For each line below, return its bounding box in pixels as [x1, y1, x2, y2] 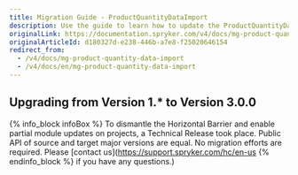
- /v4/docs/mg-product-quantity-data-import [17, 54, 184, 63]
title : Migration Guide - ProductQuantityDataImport [9, 12, 208, 22]
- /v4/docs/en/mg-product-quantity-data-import [17, 63, 197, 72]
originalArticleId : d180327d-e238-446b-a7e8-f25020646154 [9, 37, 228, 47]
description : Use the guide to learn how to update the [9, 21, 220, 30]
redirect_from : [9, 46, 66, 55]
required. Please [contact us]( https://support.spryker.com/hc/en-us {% [9, 147, 271, 157]
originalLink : [9, 29, 62, 38]
